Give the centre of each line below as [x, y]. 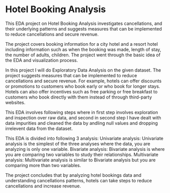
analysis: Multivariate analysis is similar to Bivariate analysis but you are [81, 160]
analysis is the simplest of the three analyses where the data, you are [78, 144]
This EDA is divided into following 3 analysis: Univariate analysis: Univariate [84, 138]
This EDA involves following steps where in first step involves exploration [82, 112]
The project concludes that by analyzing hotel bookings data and [73, 175]
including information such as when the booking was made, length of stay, [83, 49]
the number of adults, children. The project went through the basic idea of [83, 55]
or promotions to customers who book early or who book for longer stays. [83, 86]
